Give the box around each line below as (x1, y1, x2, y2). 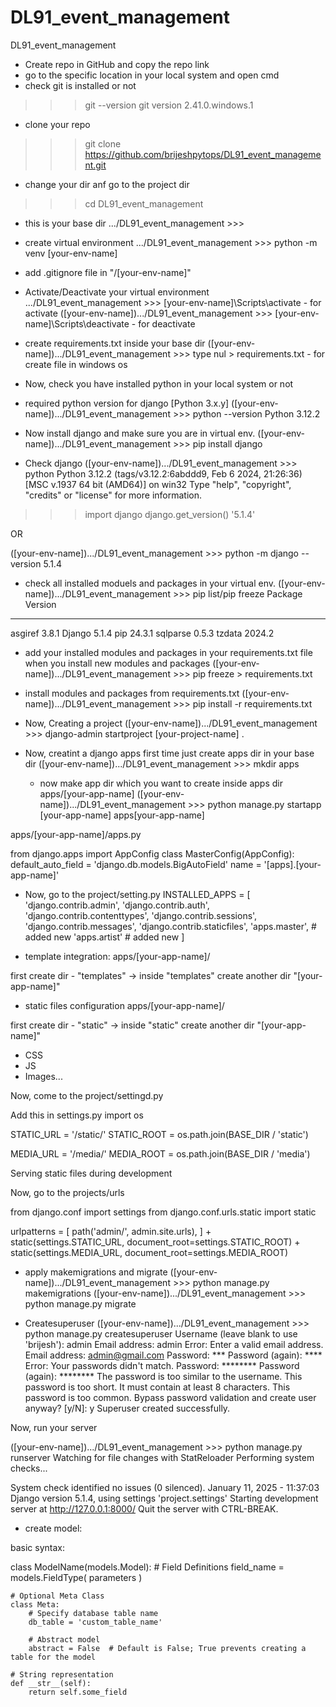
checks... (10, 1462, 48, 1474)
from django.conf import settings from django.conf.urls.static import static (10, 1206, 317, 1218)
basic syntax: (10, 1541, 66, 1553)
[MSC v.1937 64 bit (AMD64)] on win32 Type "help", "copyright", (24, 478, 292, 490)
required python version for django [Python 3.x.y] (24, 397, 230, 409)
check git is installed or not (24, 79, 137, 91)
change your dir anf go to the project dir (24, 178, 190, 190)
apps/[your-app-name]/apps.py (10, 828, 142, 840)
